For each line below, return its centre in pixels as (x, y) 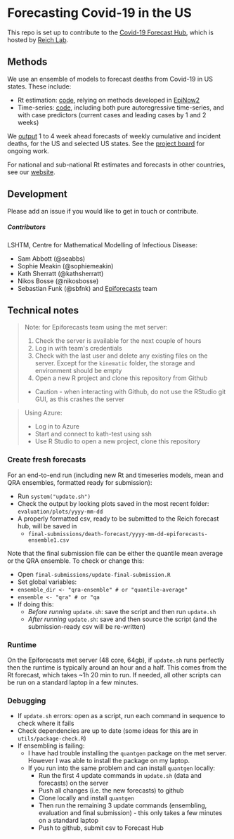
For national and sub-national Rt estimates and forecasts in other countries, (116, 164)
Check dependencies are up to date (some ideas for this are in (108, 731)
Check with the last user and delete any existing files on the (121, 356)
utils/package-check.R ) (52, 739)
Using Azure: (43, 413)
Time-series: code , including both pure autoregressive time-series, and (121, 108)
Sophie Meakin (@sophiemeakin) (65, 266)
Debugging (27, 701)
